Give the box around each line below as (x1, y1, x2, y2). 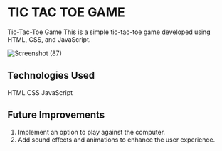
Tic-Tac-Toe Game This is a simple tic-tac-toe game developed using (7, 28, 211, 36)
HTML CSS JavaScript (7, 88, 73, 96)
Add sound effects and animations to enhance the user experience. (17, 135, 216, 144)
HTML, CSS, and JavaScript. (7, 35, 91, 43)
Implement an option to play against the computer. (17, 128, 166, 136)
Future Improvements (7, 109, 105, 121)
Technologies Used (7, 69, 95, 82)
